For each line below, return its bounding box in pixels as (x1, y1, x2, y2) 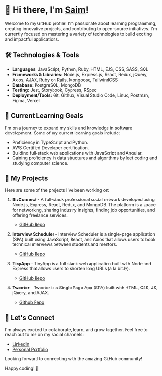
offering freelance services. (12, 212, 68, 218)
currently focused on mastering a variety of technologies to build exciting (5, 31, 152, 37)
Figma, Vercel (12, 97, 40, 103)
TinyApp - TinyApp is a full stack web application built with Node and (12, 261, 152, 266)
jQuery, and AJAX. (12, 290, 50, 296)
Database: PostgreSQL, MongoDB (12, 82, 81, 88)
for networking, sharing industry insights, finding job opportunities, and (12, 207, 155, 213)
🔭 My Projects (5, 174, 48, 182)
